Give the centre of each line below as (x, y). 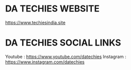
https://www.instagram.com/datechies (45, 62)
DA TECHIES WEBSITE (52, 9)
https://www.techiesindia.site (35, 22)
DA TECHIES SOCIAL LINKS (63, 43)
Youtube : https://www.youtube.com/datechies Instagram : (66, 56)
